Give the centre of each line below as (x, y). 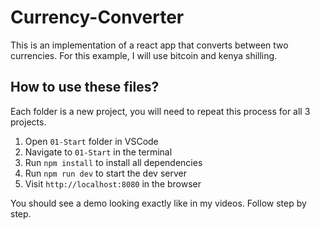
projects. (28, 122)
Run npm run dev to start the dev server (105, 173)
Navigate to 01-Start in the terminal (98, 152)
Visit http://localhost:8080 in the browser (113, 183)
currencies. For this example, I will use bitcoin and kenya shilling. (144, 55)
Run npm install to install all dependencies (113, 162)
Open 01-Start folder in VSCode (91, 141)
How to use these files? (85, 87)
